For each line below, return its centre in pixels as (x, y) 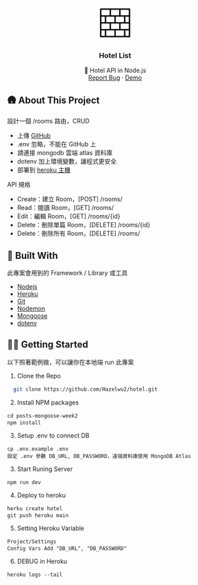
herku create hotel (35, 508)
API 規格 (19, 185)
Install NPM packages (48, 402)
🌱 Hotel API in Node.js (115, 71)
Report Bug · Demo (115, 78)
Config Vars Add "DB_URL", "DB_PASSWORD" (67, 548)
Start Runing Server (45, 469)
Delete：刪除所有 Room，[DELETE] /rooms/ (78, 233)
